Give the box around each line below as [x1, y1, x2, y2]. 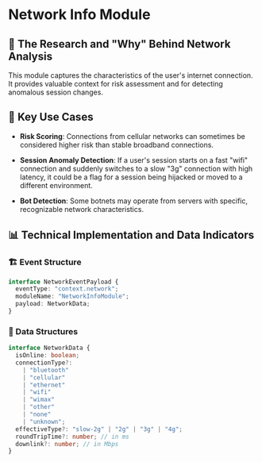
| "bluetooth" [22, 366, 69, 374]
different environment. [19, 180, 93, 190]
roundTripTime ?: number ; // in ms [15, 433, 129, 441]
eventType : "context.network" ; [15, 285, 119, 293]
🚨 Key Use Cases [8, 110, 94, 124]
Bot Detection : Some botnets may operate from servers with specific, [19, 196, 249, 206]
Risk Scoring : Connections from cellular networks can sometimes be [19, 131, 246, 141]
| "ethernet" [22, 381, 66, 389]
